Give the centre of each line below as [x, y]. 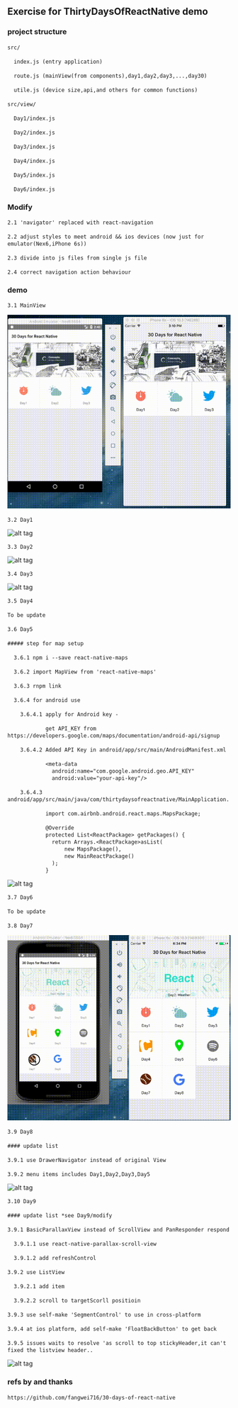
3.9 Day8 [20, 1132]
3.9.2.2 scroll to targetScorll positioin [77, 1301]
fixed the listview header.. [50, 1351]
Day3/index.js [34, 147]
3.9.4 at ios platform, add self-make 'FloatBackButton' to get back [112, 1329]
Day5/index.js [34, 175]
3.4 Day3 [20, 574]
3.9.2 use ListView [36, 1273]
